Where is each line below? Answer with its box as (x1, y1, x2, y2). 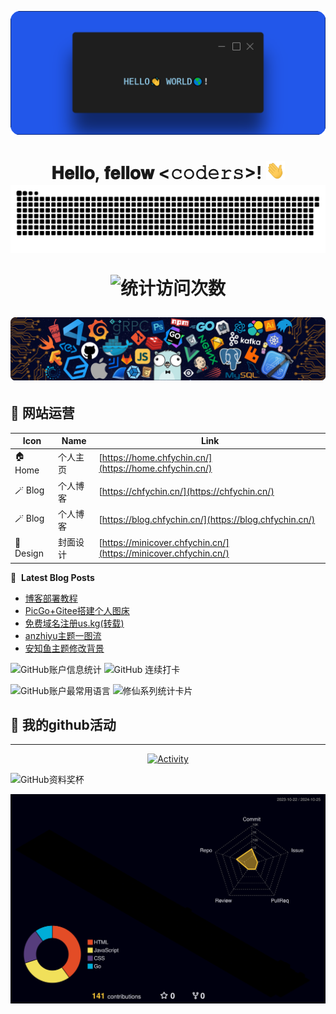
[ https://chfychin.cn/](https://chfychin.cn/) (98, 486, 275, 498)
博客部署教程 (24, 592, 78, 604)
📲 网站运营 (10, 405, 75, 422)
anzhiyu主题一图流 (24, 629, 102, 641)
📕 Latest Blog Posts (10, 571, 95, 583)
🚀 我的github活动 (10, 716, 117, 733)
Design (14, 547, 44, 560)
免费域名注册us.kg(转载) (24, 617, 125, 629)
